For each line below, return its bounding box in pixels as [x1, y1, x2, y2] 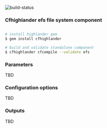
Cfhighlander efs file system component [5, 16, 103, 23]
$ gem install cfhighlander [5, 36, 62, 41]
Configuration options [5, 84, 58, 91]
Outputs [5, 107, 25, 114]
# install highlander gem [5, 32, 57, 37]
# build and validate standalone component [5, 45, 94, 50]
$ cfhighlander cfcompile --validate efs [5, 49, 90, 54]
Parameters [5, 61, 33, 68]
